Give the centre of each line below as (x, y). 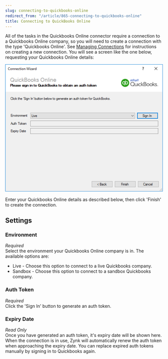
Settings (19, 221)
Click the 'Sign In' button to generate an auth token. (58, 306)
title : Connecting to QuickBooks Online (48, 21)
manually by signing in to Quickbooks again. (50, 351)
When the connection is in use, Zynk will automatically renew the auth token (83, 340)
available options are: (27, 256)
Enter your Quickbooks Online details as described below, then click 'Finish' (83, 199)
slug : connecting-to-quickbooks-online (47, 11)
